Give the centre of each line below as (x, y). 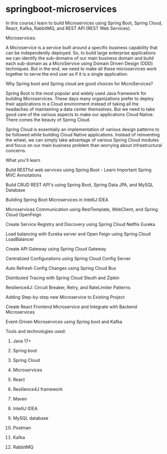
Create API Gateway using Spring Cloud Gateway (56, 249)
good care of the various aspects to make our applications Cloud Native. (80, 114)
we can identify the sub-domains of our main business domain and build (80, 58)
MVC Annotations (24, 175)
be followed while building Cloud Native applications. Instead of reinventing (83, 134)
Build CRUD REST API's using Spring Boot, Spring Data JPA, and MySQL (80, 185)
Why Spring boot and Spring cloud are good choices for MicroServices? (79, 84)
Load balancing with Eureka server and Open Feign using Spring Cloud (78, 234)
